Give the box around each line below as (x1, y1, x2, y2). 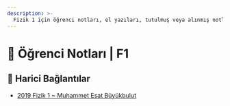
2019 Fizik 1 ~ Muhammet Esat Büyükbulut (16, 91, 137, 99)
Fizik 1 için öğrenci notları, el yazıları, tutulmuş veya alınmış (13, 16, 210, 23)
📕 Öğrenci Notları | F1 (7, 46, 129, 62)
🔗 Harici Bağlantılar (7, 73, 91, 85)
